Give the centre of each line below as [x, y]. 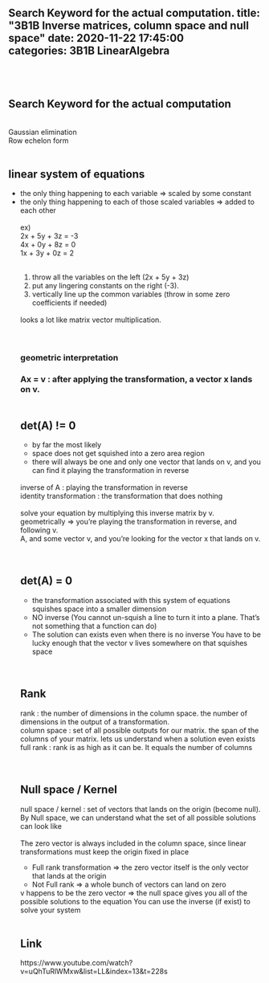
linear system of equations [77, 175]
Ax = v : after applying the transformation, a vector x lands [136, 379]
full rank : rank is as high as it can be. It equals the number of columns [136, 747]
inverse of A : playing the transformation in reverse [104, 487]
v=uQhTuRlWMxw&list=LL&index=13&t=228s [94, 972]
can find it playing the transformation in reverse [110, 471]
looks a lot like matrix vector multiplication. [91, 320]
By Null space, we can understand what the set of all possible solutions [138, 818]
